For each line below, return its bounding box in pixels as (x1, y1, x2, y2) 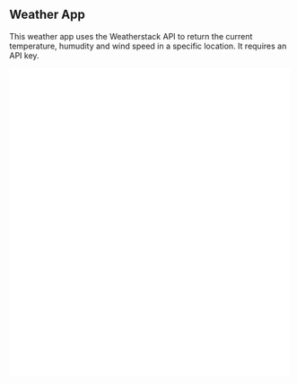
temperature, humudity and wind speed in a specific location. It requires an (9, 40, 287, 51)
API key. (9, 49, 39, 61)
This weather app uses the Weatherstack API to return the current (9, 31, 253, 41)
